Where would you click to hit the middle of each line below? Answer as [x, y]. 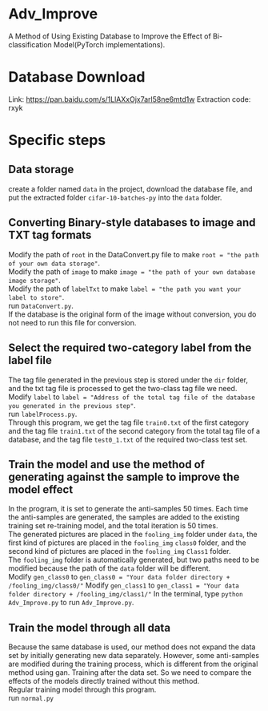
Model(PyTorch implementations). [109, 44]
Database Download [77, 77]
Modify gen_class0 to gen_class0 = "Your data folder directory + [119, 577]
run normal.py [31, 698]
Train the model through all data [89, 627]
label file [30, 360]
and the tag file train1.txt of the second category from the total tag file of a [134, 430]
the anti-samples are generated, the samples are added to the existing [124, 517]
